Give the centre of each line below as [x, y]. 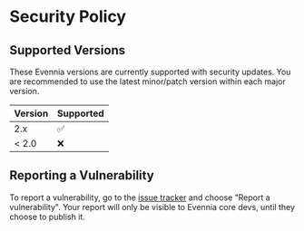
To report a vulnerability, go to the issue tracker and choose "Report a [140, 197]
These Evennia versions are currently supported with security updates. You [150, 72]
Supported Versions [67, 50]
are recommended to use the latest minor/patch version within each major [147, 82]
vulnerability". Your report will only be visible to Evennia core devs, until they [152, 207]
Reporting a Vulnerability [82, 175]
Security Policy [68, 17]
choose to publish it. [48, 217]
